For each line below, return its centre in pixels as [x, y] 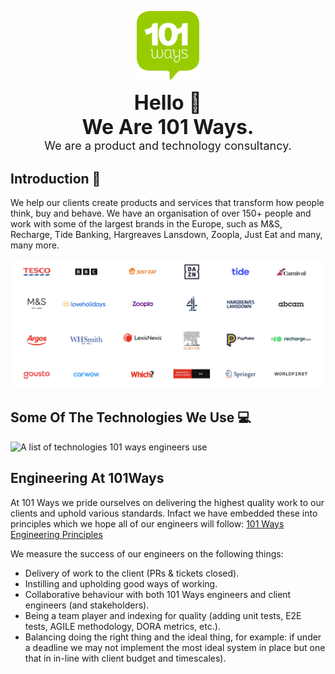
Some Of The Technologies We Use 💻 [131, 417]
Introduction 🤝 [56, 178]
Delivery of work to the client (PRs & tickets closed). [132, 573]
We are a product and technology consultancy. [168, 146]
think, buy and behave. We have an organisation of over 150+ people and [161, 213]
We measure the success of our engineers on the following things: [147, 553]
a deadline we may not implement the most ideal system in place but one [175, 647]
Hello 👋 [168, 103]
